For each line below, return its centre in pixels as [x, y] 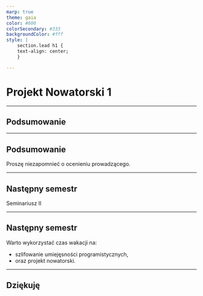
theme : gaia [21, 18]
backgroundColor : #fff [35, 35]
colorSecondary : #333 [34, 29]
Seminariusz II [24, 203]
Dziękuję [23, 285]
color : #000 [21, 23]
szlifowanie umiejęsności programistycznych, [72, 254]
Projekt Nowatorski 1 [59, 92]
